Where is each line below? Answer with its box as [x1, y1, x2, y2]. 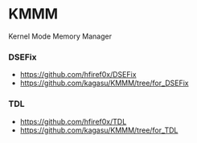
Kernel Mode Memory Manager [8, 31, 113, 41]
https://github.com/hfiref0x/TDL [19, 116, 127, 126]
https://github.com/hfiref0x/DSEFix [19, 70, 137, 80]
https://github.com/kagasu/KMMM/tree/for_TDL [19, 125, 179, 135]
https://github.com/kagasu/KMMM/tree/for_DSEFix [19, 78, 189, 88]
